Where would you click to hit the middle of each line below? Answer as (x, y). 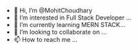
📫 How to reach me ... (45, 40)
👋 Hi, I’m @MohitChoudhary (53, 10)
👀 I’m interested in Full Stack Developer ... (72, 18)
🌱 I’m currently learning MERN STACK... (69, 25)
